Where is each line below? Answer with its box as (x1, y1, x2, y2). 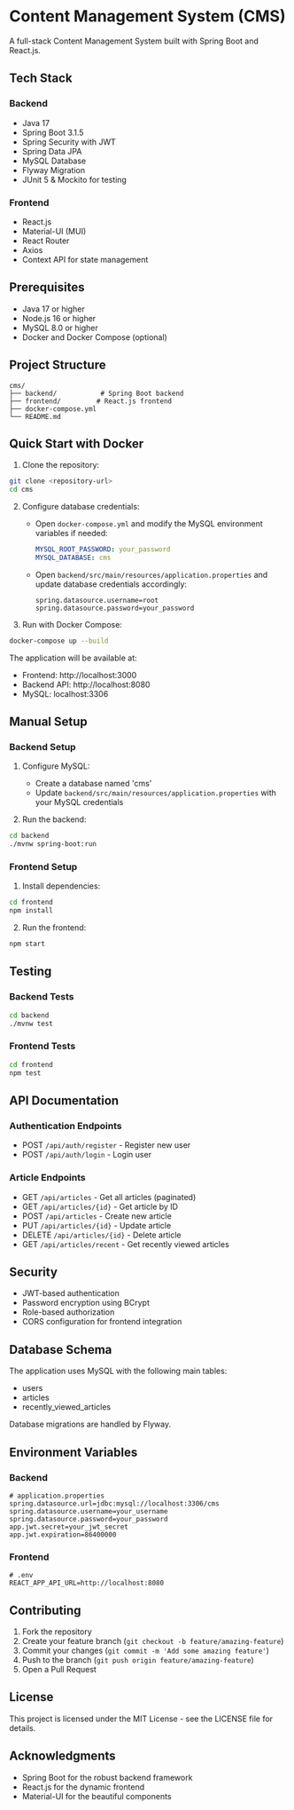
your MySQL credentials (35, 797, 124, 808)
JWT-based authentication (21, 1288, 120, 1299)
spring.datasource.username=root (35, 596, 159, 605)
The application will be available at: (9, 652, 137, 663)
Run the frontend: (21, 922, 87, 933)
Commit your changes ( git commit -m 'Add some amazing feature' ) (21, 1645, 270, 1656)
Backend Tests (9, 991, 74, 1003)
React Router (21, 235, 70, 246)
